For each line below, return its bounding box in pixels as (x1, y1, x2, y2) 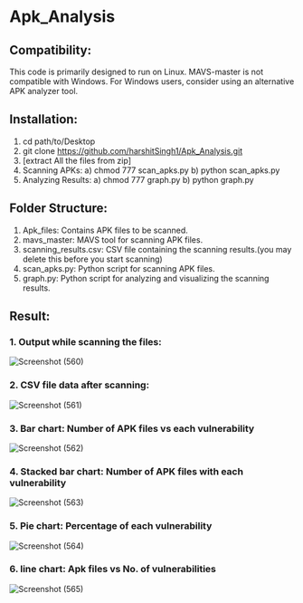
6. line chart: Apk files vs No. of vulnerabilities (9, 563, 217, 576)
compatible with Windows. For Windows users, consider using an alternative (9, 76, 295, 87)
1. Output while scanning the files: (9, 335, 162, 348)
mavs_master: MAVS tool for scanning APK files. (22, 234, 204, 245)
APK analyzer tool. (9, 86, 79, 96)
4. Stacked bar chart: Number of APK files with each (9, 464, 244, 477)
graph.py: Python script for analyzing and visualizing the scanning (22, 273, 270, 283)
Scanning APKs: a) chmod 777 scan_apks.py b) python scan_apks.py (22, 165, 280, 176)
